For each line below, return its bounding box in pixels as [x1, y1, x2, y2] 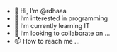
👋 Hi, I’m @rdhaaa [13, 7, 67, 15]
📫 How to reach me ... [13, 37, 80, 45]
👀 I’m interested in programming [13, 14, 108, 22]
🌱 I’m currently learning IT [13, 22, 90, 30]
